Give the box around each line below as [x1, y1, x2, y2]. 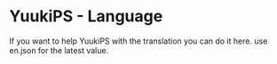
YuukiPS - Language [9, 6, 163, 27]
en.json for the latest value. [9, 44, 109, 55]
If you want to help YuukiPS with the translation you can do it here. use [9, 36, 268, 46]
